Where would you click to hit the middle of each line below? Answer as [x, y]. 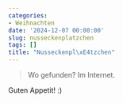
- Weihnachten [32, 23]
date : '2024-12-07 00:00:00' [56, 30]
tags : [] [23, 45]
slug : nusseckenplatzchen [51, 38]
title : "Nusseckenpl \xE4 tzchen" [61, 52]
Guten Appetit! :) [35, 90]
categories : [28, 15]
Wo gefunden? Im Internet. [71, 75]
